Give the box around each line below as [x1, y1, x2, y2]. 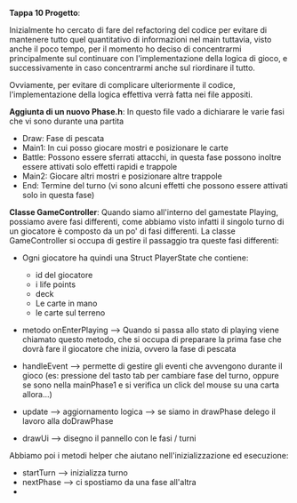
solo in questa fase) [21, 190, 95, 200]
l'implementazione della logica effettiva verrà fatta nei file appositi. [9, 89, 253, 100]
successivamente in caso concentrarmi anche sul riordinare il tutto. [9, 62, 256, 73]
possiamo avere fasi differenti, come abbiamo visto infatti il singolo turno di [9, 217, 285, 227]
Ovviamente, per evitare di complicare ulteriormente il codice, [9, 80, 236, 90]
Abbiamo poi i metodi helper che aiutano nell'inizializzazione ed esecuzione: [9, 451, 289, 460]
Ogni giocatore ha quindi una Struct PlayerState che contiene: [21, 252, 249, 263]
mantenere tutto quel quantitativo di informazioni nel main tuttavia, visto [9, 35, 272, 44]
